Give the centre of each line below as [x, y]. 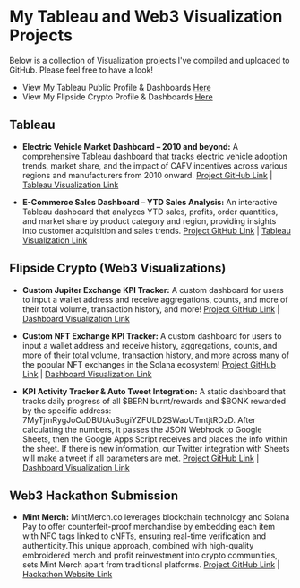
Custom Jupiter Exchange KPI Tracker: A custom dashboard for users [153, 290]
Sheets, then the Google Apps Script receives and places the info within [155, 439]
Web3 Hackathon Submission [94, 495]
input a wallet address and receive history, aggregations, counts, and [150, 345]
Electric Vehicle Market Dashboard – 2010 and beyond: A [130, 146]
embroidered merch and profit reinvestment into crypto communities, [150, 555]
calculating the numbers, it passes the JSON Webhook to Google [142, 429]
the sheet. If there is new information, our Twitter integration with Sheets [156, 448]
